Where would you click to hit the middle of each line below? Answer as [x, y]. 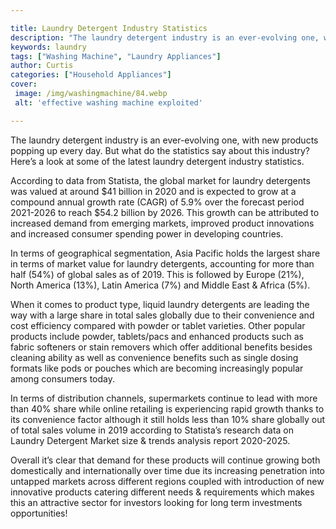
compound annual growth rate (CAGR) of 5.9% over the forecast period [157, 202]
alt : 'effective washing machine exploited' [108, 102]
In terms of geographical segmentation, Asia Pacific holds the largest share [165, 253]
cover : [24, 84]
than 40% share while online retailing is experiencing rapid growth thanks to [167, 408]
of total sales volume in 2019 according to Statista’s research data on [152, 430]
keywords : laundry [48, 47]
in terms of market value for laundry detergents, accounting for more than [162, 263]
